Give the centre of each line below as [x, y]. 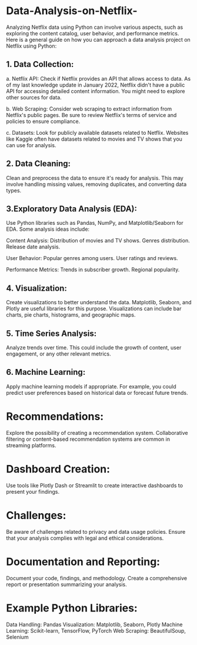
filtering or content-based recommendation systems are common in [88, 439]
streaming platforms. [31, 445]
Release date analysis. [33, 247]
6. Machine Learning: [46, 372]
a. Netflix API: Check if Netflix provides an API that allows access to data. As [98, 78]
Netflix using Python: [31, 46]
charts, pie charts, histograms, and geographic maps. [71, 315]
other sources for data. [34, 97]
